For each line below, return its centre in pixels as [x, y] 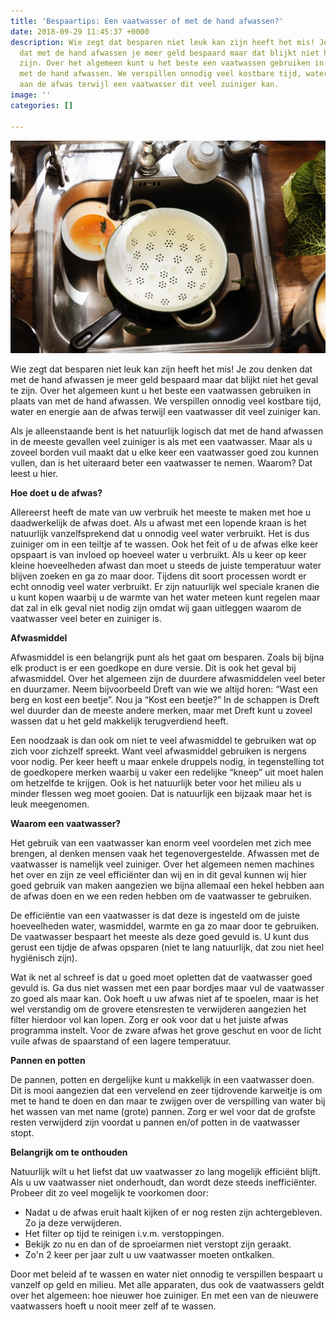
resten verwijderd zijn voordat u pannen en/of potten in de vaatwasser [155, 1122]
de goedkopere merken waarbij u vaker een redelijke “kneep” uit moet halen [167, 772]
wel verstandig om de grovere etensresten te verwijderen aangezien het [158, 1009]
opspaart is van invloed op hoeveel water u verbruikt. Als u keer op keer [158, 555]
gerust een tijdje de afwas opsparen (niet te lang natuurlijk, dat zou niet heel [167, 947]
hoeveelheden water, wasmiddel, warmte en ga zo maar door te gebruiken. [165, 926]
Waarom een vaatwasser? [66, 824]
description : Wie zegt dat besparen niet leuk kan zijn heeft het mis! [162, 42]
